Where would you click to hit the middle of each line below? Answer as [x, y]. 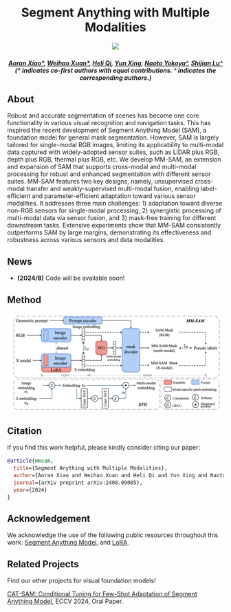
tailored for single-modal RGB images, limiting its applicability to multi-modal [115, 145]
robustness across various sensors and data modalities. [86, 240]
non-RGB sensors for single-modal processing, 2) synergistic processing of [114, 210]
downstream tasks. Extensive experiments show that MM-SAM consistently [114, 226]
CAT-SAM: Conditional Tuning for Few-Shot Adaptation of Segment [102, 594]
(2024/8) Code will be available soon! [71, 278]
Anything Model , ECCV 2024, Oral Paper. [65, 601]
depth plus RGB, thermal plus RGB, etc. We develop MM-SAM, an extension [114, 160]
